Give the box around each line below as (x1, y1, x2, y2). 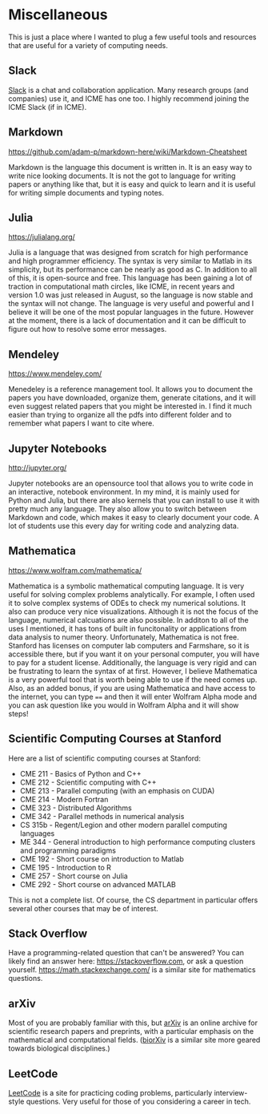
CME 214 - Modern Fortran (19, 794, 109, 804)
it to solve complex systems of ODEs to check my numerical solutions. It (8, 598, 246, 607)
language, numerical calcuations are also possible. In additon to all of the (8, 615, 250, 624)
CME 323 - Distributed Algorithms (19, 803, 132, 813)
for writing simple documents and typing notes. (8, 188, 165, 197)
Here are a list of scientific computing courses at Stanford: (8, 753, 202, 763)
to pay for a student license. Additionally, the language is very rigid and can (8, 657, 258, 667)
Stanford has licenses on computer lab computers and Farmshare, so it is (8, 640, 250, 650)
